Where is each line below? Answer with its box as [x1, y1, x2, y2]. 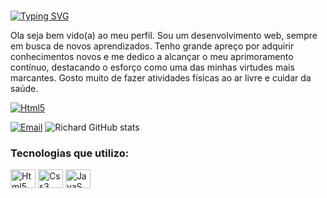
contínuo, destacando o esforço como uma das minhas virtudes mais [10, 61, 295, 73]
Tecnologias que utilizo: [10, 146, 130, 160]
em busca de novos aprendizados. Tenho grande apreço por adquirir [10, 40, 295, 52]
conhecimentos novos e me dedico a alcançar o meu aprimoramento [10, 50, 294, 62]
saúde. [10, 82, 39, 94]
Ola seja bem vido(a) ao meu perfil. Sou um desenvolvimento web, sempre [10, 29, 318, 41]
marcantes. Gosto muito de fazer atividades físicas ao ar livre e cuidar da [10, 71, 312, 84]
